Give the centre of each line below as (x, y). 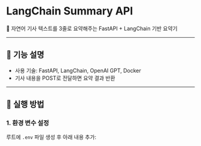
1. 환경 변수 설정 (28, 123)
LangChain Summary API (70, 11)
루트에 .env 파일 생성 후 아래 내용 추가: (51, 137)
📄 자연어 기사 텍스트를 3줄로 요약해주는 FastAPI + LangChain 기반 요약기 (92, 28)
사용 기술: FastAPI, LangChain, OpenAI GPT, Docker (78, 70)
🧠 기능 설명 (25, 55)
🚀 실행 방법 (25, 104)
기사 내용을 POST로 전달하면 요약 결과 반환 (65, 78)
